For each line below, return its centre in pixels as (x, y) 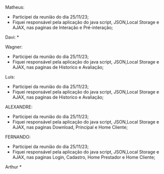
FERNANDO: (18, 137)
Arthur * (13, 167)
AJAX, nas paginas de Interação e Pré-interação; (63, 27)
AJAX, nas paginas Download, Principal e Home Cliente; (70, 127)
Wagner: (14, 47)
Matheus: (15, 7)
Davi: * (12, 37)
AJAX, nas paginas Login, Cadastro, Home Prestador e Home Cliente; (84, 157)
